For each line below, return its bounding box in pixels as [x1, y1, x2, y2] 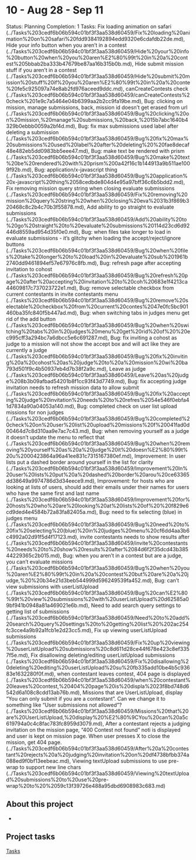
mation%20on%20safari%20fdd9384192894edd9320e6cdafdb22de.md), [6, 35, 185, 42]
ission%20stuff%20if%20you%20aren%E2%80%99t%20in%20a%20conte [6, 79, 190, 86]
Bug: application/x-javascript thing [34, 166, 118, 173]
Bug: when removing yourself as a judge [91, 427, 190, 434]
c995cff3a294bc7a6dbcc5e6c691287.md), [6, 334, 109, 341]
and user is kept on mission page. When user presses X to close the [6, 732, 170, 739]
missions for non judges [6, 408, 64, 416]
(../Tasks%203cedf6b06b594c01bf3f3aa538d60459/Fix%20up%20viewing [6, 639, 190, 646]
